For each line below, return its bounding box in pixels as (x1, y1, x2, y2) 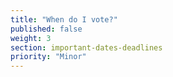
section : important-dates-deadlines (10, 42, 163, 53)
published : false (10, 24, 83, 34)
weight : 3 (10, 33, 52, 43)
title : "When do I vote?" (10, 14, 118, 25)
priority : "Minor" (10, 52, 87, 62)
